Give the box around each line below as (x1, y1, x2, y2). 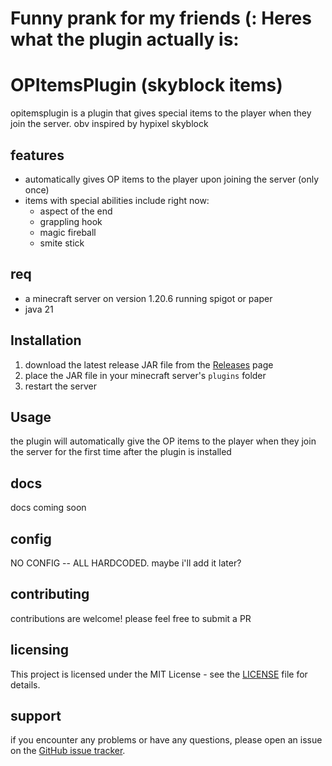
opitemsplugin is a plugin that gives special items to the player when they (10, 107, 312, 119)
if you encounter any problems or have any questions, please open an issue (10, 734, 323, 746)
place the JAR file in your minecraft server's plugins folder (24, 369, 267, 381)
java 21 (24, 303, 54, 315)
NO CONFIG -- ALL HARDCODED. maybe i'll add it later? (10, 557, 242, 569)
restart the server (24, 380, 97, 392)
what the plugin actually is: (10, 28, 240, 51)
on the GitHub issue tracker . (10, 745, 126, 757)
